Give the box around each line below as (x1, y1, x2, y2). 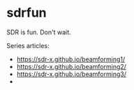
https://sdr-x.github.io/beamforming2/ (16, 62, 127, 70)
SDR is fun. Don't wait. (6, 28, 71, 36)
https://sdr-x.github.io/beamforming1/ (16, 54, 126, 63)
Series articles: (6, 41, 50, 50)
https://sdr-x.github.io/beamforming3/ (16, 70, 127, 78)
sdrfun (6, 5, 47, 21)
